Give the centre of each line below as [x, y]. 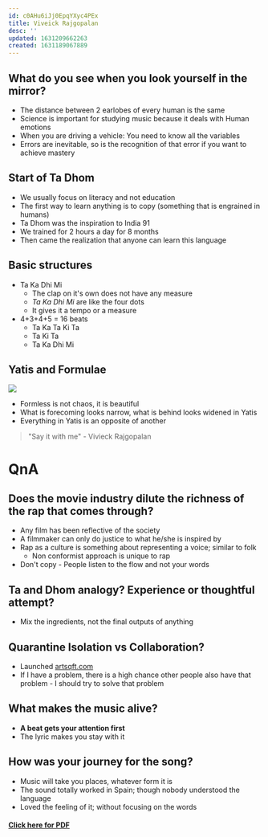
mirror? [27, 90]
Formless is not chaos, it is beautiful [79, 404]
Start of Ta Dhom [51, 178]
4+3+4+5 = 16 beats [54, 319]
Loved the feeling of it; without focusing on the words [108, 806]
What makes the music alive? [83, 709]
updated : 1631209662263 [48, 38]
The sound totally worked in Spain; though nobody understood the [130, 790]
